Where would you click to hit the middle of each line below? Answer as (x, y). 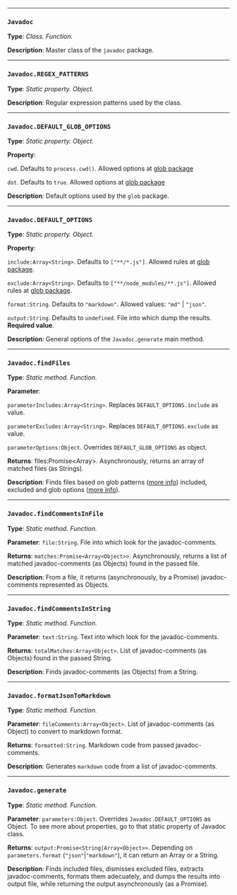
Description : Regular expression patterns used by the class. (95, 103)
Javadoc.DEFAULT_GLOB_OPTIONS (59, 127)
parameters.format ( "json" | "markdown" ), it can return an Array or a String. (113, 855)
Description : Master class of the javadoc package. (81, 50)
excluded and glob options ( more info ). (64, 490)
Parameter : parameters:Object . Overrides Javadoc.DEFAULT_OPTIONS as (109, 819)
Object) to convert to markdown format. (65, 732)
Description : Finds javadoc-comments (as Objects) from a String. (103, 672)
